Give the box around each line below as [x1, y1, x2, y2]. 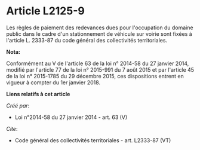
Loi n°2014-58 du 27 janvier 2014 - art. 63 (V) [14, 114, 128, 121]
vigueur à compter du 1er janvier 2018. [6, 79, 100, 86]
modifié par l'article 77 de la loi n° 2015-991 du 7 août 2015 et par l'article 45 [6, 66, 195, 73]
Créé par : [6, 102, 30, 109]
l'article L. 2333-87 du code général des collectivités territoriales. [6, 36, 168, 44]
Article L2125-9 [6, 4, 85, 18]
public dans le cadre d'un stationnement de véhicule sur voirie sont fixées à [6, 30, 192, 37]
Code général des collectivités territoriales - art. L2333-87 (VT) [14, 136, 171, 144]
